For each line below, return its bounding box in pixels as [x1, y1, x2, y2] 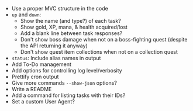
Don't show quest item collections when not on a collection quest [20, 48, 178, 55]
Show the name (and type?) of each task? [20, 18, 121, 24]
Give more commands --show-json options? [11, 79, 117, 86]
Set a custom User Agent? [11, 98, 75, 105]
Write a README [11, 86, 52, 92]
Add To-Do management [11, 61, 72, 68]
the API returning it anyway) [20, 42, 88, 49]
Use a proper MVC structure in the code [11, 5, 108, 12]
